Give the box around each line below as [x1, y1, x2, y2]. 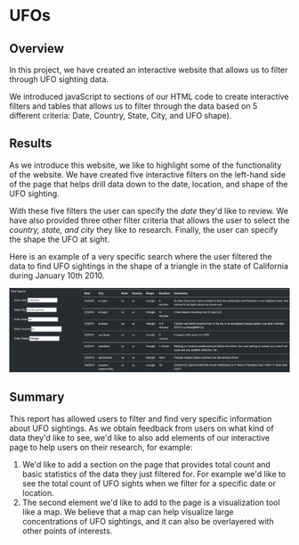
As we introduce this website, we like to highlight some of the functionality [9, 160, 282, 170]
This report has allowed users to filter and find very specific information [9, 413, 272, 424]
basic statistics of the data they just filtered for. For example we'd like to [21, 468, 287, 479]
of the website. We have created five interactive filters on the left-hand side [9, 169, 287, 179]
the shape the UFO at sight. [9, 234, 110, 244]
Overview [9, 41, 65, 56]
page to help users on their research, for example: [9, 442, 193, 452]
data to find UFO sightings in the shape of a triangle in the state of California [9, 260, 289, 271]
